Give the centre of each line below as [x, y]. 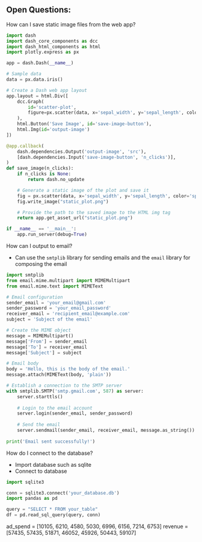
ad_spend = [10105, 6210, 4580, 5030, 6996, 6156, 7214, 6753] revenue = [97, 526]
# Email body [23, 363]
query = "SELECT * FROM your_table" [52, 510]
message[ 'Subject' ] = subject [44, 353]
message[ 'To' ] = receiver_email [47, 347]
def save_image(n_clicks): [40, 168]
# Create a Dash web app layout [47, 90]
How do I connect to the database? [50, 453]
